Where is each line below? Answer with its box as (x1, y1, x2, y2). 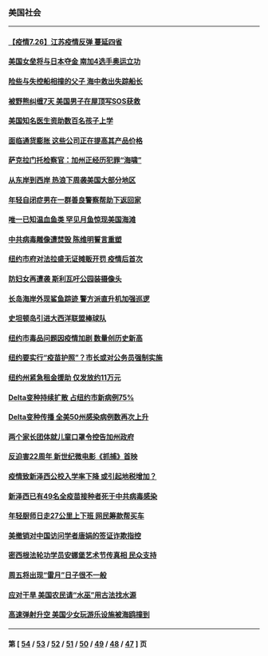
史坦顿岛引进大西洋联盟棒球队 (8, 314, 106, 323)
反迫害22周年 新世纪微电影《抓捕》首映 (8, 452, 138, 461)
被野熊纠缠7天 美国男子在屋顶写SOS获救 (8, 96, 141, 105)
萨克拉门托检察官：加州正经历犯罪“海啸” (8, 156, 142, 165)
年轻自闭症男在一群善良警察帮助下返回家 (8, 195, 141, 204)
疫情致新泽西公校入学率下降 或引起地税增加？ (8, 471, 157, 480)
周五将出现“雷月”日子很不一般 (8, 570, 108, 579)
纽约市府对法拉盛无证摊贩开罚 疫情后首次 (8, 254, 144, 264)
